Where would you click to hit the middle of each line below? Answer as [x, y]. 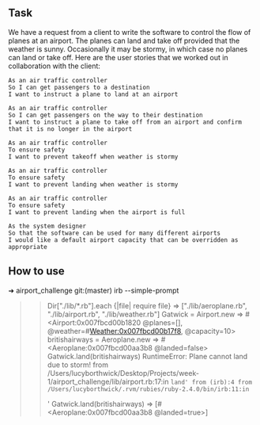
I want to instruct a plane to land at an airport [93, 94]
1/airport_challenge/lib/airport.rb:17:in [108, 381]
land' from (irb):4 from [211, 382]
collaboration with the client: [55, 66]
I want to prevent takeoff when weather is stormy [93, 157]
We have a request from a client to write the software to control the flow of [130, 32]
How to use [36, 272]
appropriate [28, 247]
